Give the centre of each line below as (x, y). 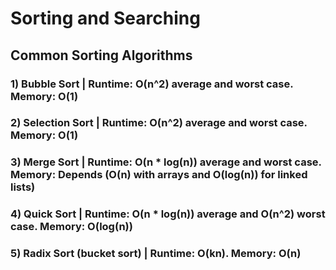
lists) (23, 187)
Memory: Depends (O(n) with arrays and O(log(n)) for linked (159, 175)
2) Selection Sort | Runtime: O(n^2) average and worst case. (159, 123)
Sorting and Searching (105, 18)
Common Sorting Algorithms (101, 55)
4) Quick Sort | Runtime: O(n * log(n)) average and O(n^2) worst (168, 214)
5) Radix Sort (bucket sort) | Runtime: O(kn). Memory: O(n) (156, 254)
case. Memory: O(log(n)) (71, 227)
